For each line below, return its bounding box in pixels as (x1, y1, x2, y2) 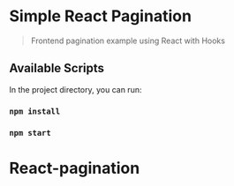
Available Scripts (9, 61, 104, 76)
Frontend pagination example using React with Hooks (30, 35, 225, 46)
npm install (9, 106, 61, 116)
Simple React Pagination (9, 6, 192, 26)
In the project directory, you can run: (9, 84, 142, 94)
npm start (9, 128, 51, 138)
